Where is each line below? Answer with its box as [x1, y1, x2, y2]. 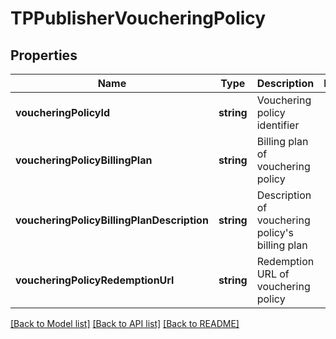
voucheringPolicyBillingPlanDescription [15, 213, 209, 227]
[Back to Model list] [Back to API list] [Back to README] [10, 318, 240, 329]
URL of [256, 267, 290, 281]
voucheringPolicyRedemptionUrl [15, 273, 175, 287]
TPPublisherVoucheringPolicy [10, 7, 267, 30]
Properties [10, 47, 78, 64]
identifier [256, 118, 300, 132]
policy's [256, 226, 294, 239]
